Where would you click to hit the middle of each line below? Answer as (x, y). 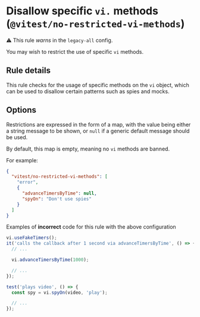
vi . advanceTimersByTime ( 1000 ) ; (50, 260)
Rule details (28, 71)
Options (21, 110)
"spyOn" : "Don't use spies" (57, 199)
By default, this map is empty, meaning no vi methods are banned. (88, 149)
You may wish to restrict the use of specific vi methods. (75, 51)
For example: (22, 160)
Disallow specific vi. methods (82, 11)
